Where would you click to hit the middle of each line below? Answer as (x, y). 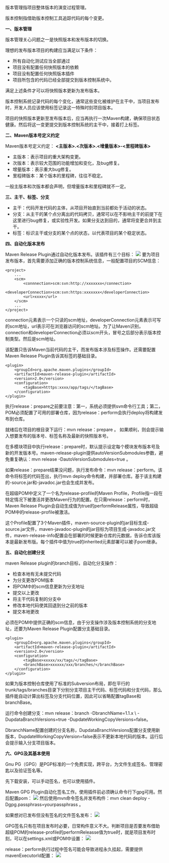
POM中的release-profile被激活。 (39, 512)
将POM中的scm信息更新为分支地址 (48, 587)
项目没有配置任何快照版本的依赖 (46, 67)
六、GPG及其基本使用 (28, 753)
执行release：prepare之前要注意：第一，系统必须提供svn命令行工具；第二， (84, 406)
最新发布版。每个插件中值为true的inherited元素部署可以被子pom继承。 (87, 542)
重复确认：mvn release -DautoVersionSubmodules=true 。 (70, 459)
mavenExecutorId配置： (30, 855)
